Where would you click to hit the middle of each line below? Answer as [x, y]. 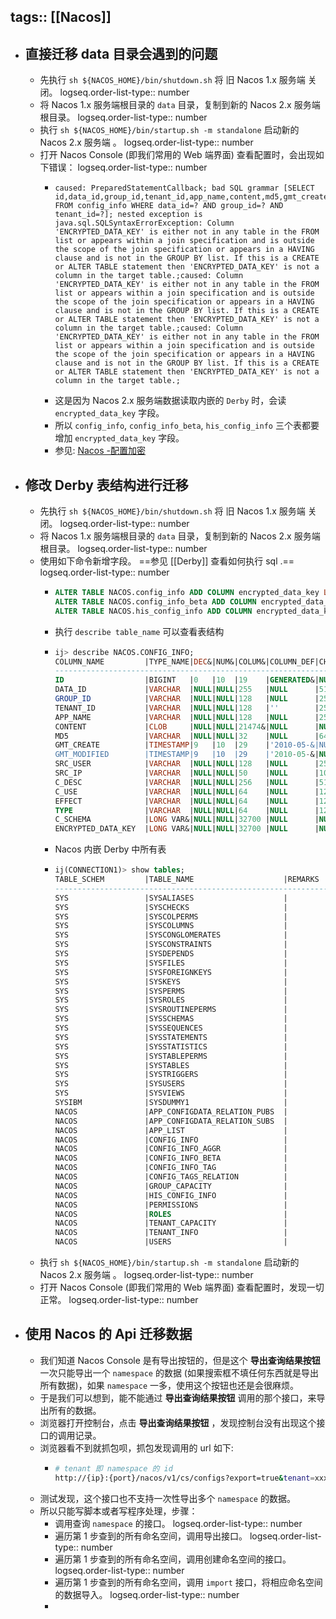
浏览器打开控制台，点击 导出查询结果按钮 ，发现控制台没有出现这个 [178, 1422]
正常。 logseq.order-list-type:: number [119, 1300]
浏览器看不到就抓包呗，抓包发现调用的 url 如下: [136, 1447]
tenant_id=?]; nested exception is [128, 215]
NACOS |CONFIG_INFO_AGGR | [171, 1149]
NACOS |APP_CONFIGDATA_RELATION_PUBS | [171, 1111]
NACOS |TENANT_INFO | [171, 1233]
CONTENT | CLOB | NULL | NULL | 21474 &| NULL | [187, 726]
